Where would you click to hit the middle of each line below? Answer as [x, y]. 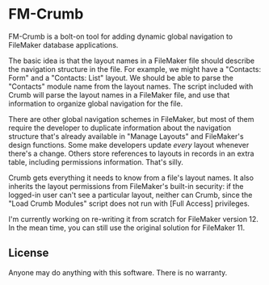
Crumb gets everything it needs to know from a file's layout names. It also [131, 178]
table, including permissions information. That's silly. [96, 161]
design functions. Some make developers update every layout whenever [129, 145]
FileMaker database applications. [63, 44]
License [29, 253]
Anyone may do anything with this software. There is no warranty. [118, 272]
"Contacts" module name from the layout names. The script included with [131, 86]
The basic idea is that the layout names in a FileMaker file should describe [132, 61]
